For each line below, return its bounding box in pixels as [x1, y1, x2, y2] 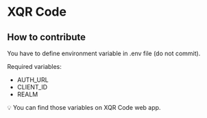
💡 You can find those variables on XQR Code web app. [7, 104, 161, 111]
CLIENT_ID [16, 83, 48, 91]
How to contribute [7, 31, 86, 43]
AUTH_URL [16, 76, 49, 84]
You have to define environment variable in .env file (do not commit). [7, 49, 201, 57]
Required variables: [7, 63, 62, 70]
